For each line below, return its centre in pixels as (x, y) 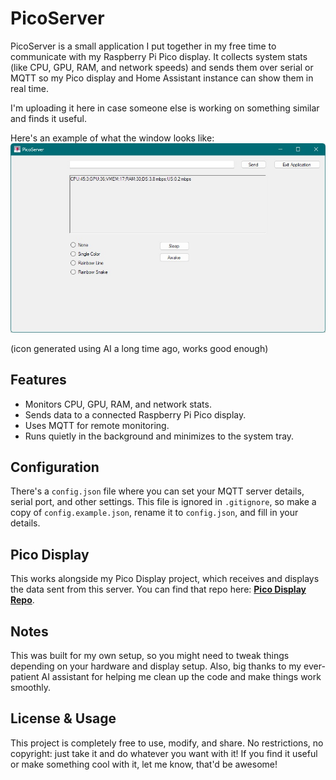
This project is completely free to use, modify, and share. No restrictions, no (167, 743)
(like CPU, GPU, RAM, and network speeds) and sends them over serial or (162, 67)
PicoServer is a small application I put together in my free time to (143, 46)
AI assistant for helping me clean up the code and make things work (181, 677)
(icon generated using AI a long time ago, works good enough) (139, 348)
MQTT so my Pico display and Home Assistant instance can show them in (162, 78)
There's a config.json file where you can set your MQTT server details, (157, 491)
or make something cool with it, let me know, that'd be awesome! (144, 764)
